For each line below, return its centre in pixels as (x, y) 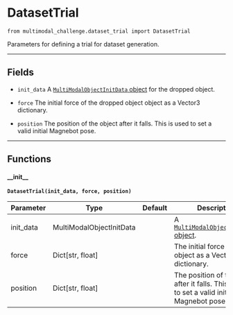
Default (155, 208)
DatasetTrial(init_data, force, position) (69, 191)
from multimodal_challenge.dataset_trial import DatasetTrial (99, 31)
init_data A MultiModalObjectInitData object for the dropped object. (116, 89)
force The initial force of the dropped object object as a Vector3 (109, 103)
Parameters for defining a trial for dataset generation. (83, 44)
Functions (29, 159)
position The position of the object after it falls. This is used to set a (114, 124)
